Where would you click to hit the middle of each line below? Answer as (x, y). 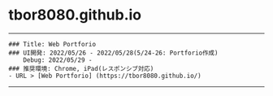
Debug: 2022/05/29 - (58, 60)
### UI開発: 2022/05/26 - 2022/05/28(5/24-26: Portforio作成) (113, 53)
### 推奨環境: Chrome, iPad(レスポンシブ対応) (81, 68)
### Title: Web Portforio (52, 44)
